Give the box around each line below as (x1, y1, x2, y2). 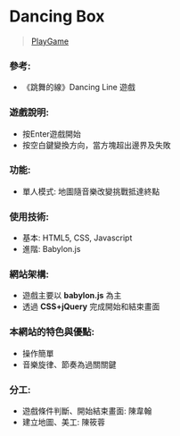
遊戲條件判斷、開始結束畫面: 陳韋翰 (21, 406, 152, 416)
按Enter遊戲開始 (21, 128, 82, 139)
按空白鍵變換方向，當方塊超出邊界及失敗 (21, 139, 171, 150)
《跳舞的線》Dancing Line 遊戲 (21, 82, 135, 93)
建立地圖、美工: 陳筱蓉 (21, 417, 105, 428)
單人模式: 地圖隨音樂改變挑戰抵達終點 (21, 186, 160, 197)
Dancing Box (9, 6, 105, 27)
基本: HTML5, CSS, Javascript (21, 232, 133, 243)
